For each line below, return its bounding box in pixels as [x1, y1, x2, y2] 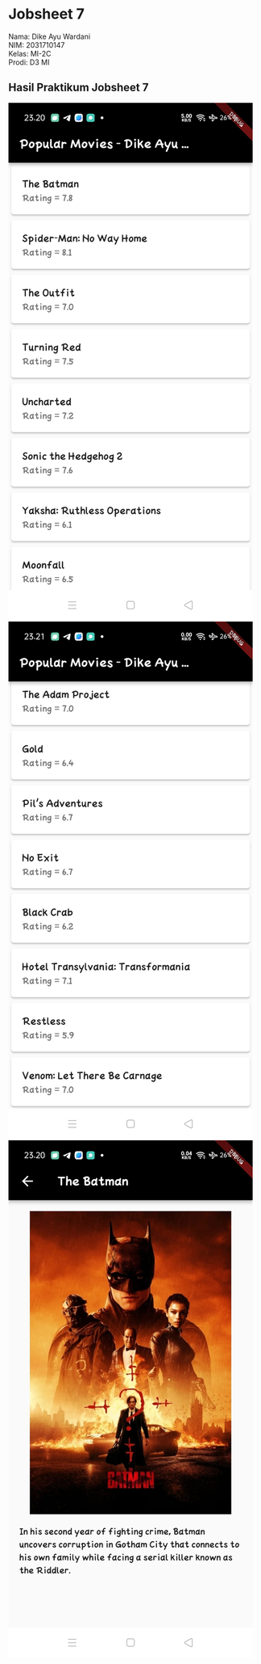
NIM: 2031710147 [8, 40, 65, 49]
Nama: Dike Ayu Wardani [8, 32, 91, 41]
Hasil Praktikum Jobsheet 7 [8, 81, 149, 95]
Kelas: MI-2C [8, 48, 52, 58]
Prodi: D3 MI [8, 57, 50, 67]
